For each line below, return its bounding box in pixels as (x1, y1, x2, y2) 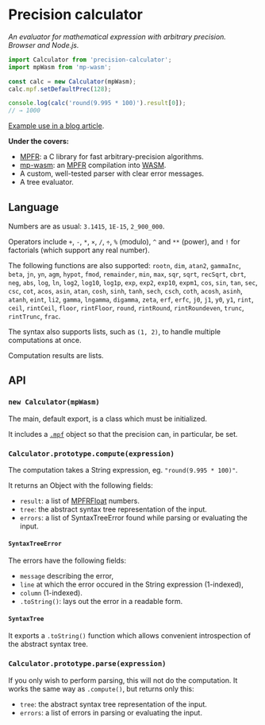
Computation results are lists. (8, 351, 105, 360)
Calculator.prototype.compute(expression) (8, 449, 175, 458)
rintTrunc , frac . (8, 312, 61, 321)
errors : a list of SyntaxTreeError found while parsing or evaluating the (19, 513, 248, 522)
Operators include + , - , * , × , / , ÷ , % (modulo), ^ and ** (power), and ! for (8, 237, 240, 246)
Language (8, 201, 60, 214)
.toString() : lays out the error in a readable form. (19, 597, 183, 606)
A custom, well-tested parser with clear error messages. (19, 169, 205, 178)
